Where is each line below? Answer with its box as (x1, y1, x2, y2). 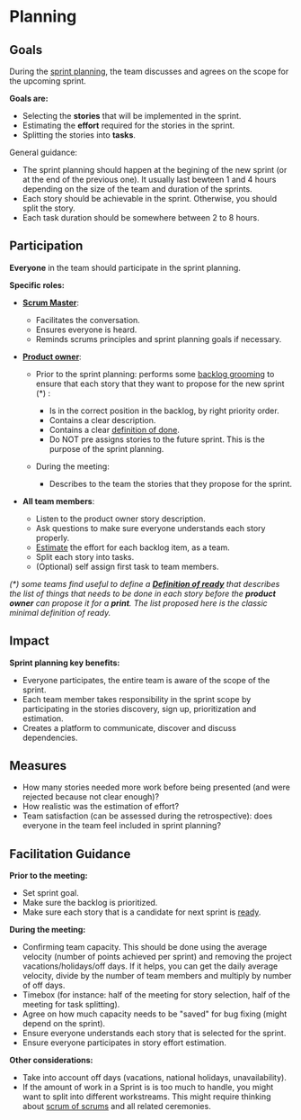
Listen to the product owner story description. (35, 513, 207, 524)
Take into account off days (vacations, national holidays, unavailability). (22, 1072, 288, 1083)
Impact (9, 633, 49, 649)
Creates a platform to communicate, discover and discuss (22, 722, 236, 733)
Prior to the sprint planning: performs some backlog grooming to (35, 368, 275, 379)
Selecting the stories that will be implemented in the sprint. (22, 111, 242, 121)
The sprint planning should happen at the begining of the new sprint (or (22, 165, 288, 175)
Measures (9, 758, 67, 773)
